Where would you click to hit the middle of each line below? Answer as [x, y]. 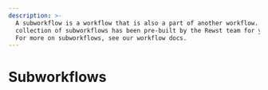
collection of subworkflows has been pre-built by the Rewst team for [135, 30]
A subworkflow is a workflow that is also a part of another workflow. [137, 23]
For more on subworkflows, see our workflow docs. [101, 38]
